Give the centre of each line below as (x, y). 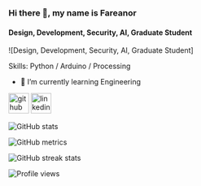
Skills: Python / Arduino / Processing (70, 66)
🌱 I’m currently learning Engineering (80, 82)
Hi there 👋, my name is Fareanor (72, 13)
